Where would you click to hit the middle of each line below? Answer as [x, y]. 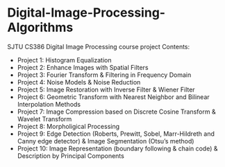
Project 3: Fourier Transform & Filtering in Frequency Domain [104, 75]
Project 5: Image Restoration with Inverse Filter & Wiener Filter [106, 89]
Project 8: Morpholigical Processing [68, 126]
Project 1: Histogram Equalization [64, 60]
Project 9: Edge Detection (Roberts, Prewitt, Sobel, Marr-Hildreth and [116, 134]
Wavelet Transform [44, 118]
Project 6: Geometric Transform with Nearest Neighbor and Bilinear [113, 97]
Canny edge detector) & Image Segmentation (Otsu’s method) [106, 141]
